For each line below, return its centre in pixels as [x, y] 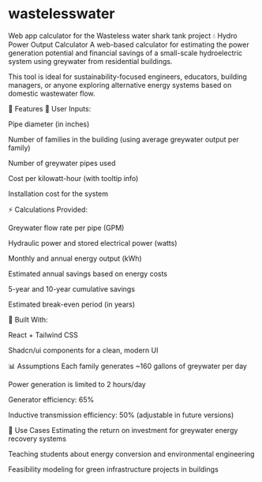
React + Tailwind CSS [43, 335]
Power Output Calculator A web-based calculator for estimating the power [129, 44]
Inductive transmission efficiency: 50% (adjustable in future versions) [121, 415]
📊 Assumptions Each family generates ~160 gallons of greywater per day [127, 366]
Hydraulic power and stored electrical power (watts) [93, 243]
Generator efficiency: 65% [51, 399]
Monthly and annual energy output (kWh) [75, 258]
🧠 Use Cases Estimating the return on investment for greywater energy [123, 430]
